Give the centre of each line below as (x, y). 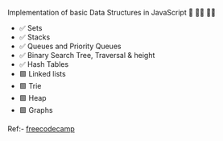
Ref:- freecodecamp (41, 129)
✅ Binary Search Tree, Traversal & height (87, 55)
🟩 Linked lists (42, 74)
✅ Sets (31, 28)
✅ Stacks (35, 37)
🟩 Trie (30, 86)
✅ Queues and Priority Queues (70, 46)
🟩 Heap (33, 98)
